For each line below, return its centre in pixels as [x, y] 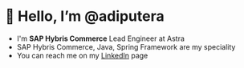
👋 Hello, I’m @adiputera [85, 16]
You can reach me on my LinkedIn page [82, 55]
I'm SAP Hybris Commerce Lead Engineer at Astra [101, 38]
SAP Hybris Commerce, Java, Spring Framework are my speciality [126, 46]
